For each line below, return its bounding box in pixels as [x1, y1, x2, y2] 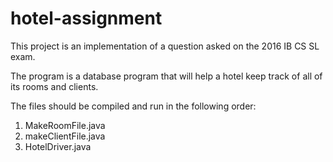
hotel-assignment [10, 7, 163, 30]
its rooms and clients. [10, 80, 99, 92]
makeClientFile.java [24, 130, 106, 142]
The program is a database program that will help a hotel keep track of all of [10, 70, 323, 82]
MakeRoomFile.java [24, 119, 106, 131]
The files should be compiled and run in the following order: [10, 100, 257, 112]
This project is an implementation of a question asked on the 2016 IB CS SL [10, 40, 320, 52]
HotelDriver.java [24, 140, 92, 152]
